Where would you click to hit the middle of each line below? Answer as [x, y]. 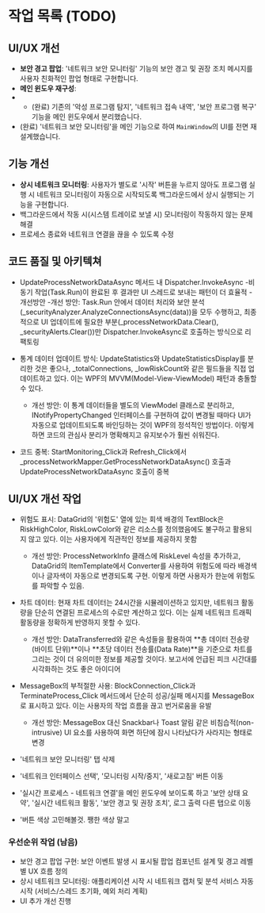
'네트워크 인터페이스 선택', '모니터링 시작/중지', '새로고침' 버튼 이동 [121, 776]
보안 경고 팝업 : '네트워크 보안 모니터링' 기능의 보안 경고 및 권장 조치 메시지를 [136, 69]
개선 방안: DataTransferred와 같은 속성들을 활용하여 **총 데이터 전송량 [140, 639]
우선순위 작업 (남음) [43, 842]
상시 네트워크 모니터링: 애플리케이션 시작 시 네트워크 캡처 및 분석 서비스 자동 [137, 880]
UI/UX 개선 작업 [45, 499]
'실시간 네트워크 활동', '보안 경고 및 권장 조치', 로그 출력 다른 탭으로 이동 [141, 803]
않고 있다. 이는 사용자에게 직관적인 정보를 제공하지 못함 [113, 539]
